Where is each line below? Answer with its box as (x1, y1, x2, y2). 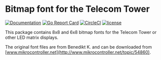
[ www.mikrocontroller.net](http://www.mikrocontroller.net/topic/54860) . (5, 49, 151, 55)
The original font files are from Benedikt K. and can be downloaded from (5, 44, 152, 50)
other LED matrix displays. (5, 34, 59, 40)
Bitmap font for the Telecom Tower (5, 3, 150, 15)
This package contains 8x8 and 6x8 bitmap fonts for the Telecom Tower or (5, 29, 157, 35)
